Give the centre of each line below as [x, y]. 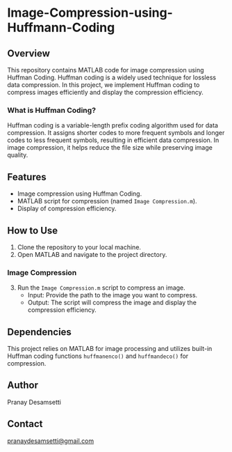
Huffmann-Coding [61, 28]
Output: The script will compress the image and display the [112, 303]
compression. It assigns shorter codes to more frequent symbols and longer [116, 133]
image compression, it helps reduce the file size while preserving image [110, 148]
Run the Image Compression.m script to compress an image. [101, 288]
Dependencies [39, 332]
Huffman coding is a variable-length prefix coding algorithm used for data [113, 125]
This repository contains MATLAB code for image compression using [106, 70]
